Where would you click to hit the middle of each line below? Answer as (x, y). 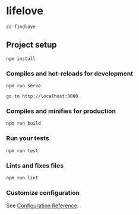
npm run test (22, 151)
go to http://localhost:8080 (42, 96)
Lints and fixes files (35, 166)
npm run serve (24, 86)
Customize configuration (43, 192)
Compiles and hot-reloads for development (70, 74)
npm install (21, 59)
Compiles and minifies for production (61, 111)
